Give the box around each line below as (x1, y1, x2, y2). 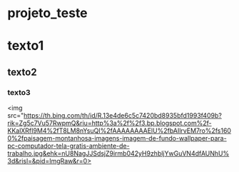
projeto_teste (7, 5, 88, 21)
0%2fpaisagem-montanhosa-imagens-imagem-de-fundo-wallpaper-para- (7, 134, 227, 143)
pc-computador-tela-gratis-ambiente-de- (7, 141, 130, 151)
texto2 (7, 66, 37, 78)
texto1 (7, 38, 44, 54)
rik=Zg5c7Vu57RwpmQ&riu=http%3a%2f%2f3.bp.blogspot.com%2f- (7, 119, 212, 128)
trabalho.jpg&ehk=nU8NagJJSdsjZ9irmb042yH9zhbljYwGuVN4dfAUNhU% (7, 149, 230, 158)
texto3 (7, 87, 31, 97)
